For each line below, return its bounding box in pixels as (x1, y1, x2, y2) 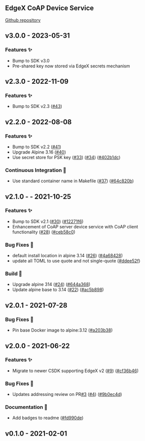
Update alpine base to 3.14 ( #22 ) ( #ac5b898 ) (12, 287, 104, 293)
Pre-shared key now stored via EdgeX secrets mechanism (12, 63, 130, 69)
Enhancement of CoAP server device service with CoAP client (12, 223, 138, 229)
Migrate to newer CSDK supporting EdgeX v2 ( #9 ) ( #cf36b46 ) (12, 368, 139, 374)
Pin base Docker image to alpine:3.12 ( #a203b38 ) (12, 327, 113, 333)
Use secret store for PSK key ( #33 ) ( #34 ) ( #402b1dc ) (12, 154, 121, 160)
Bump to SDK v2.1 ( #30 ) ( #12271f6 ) (12, 218, 84, 224)
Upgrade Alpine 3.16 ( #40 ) (12, 149, 66, 155)
